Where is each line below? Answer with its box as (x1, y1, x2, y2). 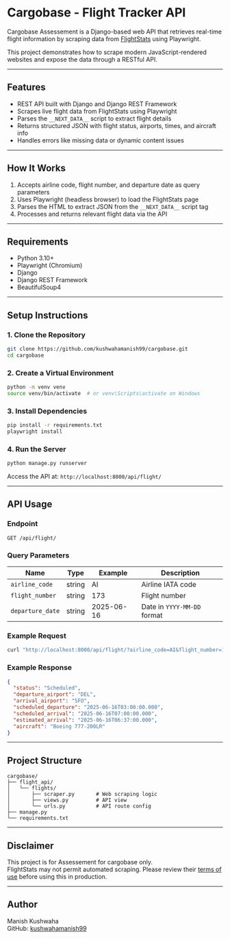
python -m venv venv (7, 384, 66, 391)
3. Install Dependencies (7, 406, 88, 416)
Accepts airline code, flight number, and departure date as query (16, 180, 201, 189)
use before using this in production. (7, 873, 107, 881)
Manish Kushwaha (7, 916, 60, 925)
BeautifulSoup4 (16, 283, 62, 292)
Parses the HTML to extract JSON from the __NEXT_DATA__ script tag (16, 202, 209, 210)
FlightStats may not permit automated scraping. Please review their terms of (7, 865, 222, 874)
